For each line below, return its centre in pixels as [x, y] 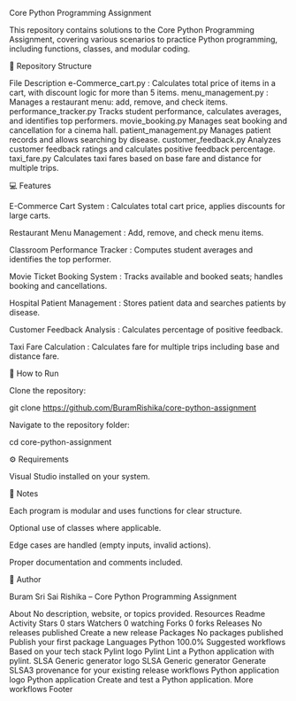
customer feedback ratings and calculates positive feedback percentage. [142, 149]
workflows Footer [41, 689]
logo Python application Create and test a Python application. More [131, 680]
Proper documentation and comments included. [96, 562]
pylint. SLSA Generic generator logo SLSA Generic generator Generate [138, 661]
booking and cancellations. [58, 286]
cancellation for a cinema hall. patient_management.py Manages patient [140, 130]
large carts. [30, 215]
